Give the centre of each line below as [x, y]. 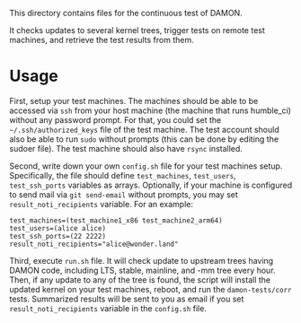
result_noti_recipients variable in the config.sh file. [108, 308]
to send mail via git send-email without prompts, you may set [124, 194]
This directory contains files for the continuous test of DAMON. [126, 13]
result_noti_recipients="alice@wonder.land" [94, 244]
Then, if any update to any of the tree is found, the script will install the [140, 279]
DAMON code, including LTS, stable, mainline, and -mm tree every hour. [142, 270]
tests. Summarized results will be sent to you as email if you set [127, 299]
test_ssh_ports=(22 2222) [58, 236]
